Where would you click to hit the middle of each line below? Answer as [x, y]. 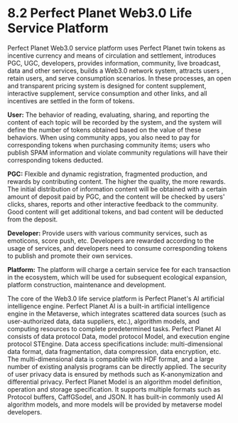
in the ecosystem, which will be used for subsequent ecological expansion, [117, 277]
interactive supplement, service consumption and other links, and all [107, 93]
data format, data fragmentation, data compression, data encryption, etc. [114, 351]
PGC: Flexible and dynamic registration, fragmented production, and [107, 174]
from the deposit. [33, 219]
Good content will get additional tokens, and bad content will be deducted [115, 211]
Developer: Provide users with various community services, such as [107, 233]
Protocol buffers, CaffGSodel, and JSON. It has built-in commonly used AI [115, 397]
